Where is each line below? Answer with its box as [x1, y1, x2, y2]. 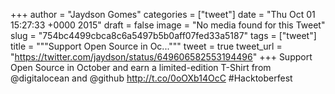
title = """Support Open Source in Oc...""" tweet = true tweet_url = [10, 40, 283, 52]
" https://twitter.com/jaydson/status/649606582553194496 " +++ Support [10, 51, 313, 63]
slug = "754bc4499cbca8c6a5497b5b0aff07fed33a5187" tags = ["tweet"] [10, 30, 317, 41]
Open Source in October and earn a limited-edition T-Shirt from [10, 62, 272, 73]
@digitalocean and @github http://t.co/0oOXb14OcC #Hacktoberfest [10, 72, 293, 84]
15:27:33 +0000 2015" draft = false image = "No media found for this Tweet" [10, 19, 326, 31]
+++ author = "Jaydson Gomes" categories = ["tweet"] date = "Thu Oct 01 [10, 9, 316, 20]
